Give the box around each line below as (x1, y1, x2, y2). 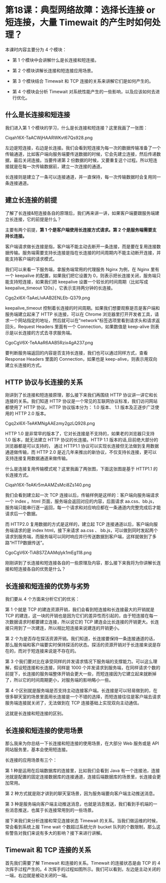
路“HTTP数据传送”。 (5, 540, 47, 546)
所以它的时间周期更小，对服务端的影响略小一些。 (13, 677, 114, 683)
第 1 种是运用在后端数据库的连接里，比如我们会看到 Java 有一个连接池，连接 (5, 768, 160, 773)
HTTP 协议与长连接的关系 (5, 378, 83, 386)
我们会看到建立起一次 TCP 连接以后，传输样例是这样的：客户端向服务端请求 (5, 492, 159, 498)
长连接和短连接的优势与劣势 (5, 582, 90, 590)
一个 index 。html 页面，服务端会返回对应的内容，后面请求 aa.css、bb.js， (5, 498, 157, 505)
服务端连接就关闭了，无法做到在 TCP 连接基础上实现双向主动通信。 (5, 700, 142, 706)
